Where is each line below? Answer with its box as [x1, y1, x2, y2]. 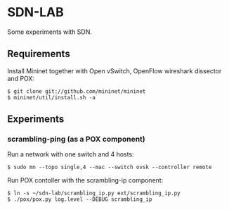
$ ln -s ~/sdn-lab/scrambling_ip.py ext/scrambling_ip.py [7, 190, 181, 197]
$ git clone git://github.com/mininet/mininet [7, 87, 146, 95]
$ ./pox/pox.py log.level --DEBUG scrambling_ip [7, 196, 152, 203]
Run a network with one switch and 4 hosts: [7, 150, 135, 159]
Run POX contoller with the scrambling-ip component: [7, 176, 164, 185]
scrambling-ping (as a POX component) [7, 135, 145, 144]
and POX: [7, 74, 35, 82]
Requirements [7, 48, 70, 60]
